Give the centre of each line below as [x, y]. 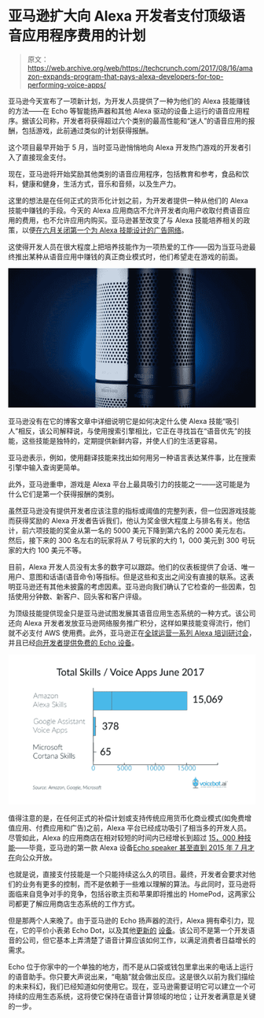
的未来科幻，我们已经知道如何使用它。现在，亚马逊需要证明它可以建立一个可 [132, 986]
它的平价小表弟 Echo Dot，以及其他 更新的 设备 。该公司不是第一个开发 [135, 931]
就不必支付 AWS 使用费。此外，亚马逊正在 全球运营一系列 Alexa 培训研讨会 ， [132, 633]
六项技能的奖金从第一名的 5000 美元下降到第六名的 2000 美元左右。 [139, 531]
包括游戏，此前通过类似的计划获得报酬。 [87, 130]
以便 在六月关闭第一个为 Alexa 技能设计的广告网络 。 [105, 230]
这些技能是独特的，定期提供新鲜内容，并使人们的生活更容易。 [121, 441]
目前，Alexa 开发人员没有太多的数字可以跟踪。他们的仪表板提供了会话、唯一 [132, 567]
